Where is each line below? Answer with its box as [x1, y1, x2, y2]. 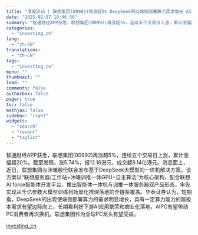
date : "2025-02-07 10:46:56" [6, 14, 78, 20]
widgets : [6, 118, 28, 124]
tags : [6, 58, 19, 64]
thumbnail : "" [6, 74, 41, 80]
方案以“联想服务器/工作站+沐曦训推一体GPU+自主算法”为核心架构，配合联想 [6, 173, 190, 180]
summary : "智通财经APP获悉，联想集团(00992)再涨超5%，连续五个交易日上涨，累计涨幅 [6, 19, 192, 25]
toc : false [6, 101, 33, 108]
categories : [6, 25, 35, 31]
